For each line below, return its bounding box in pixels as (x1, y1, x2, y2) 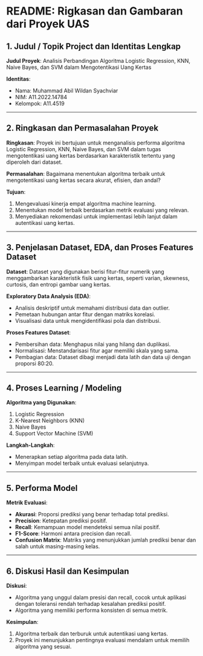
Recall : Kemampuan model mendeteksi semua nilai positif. (14, 524, 160, 531)
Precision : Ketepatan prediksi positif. (14, 517, 108, 524)
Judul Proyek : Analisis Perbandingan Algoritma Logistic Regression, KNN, (6, 57, 191, 64)
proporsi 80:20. (14, 360, 54, 367)
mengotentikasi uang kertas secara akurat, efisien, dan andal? (6, 177, 161, 184)
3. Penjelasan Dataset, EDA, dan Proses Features (6, 242, 193, 253)
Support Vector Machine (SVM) (14, 430, 94, 437)
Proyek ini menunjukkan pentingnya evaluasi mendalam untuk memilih (14, 637, 190, 644)
